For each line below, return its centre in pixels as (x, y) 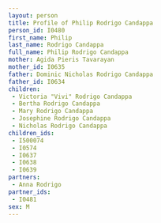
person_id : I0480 (37, 30)
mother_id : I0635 (37, 67)
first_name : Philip (40, 38)
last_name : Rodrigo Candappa (56, 45)
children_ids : (32, 133)
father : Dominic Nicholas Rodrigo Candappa (81, 74)
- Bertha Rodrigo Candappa (56, 104)
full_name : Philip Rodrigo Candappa (68, 52)
